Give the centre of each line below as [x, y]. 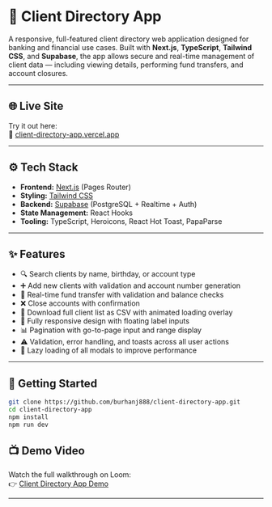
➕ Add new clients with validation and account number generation [130, 285]
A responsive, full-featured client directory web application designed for [129, 39]
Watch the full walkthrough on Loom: [70, 474]
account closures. [38, 73]
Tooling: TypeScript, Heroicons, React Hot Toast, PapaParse [121, 221]
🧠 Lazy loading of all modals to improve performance [108, 350]
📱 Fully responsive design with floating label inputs [105, 321]
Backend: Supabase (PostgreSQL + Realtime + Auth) [108, 204]
